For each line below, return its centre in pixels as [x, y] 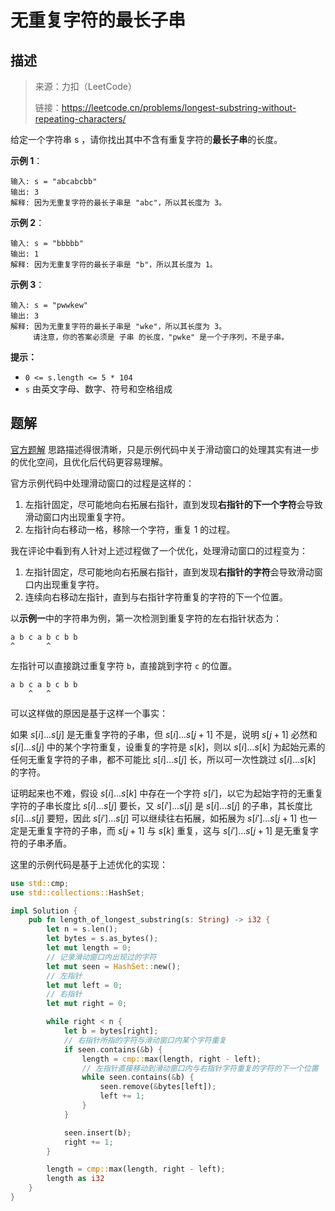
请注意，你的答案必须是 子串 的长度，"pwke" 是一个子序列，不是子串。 [161, 337]
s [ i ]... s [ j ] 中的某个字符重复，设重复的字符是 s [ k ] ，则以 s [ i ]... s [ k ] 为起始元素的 [168, 747]
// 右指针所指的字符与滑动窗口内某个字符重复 [145, 1040]
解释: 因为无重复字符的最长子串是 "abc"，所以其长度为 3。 [118, 203]
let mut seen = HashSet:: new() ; [114, 966]
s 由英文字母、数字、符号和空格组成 [98, 389]
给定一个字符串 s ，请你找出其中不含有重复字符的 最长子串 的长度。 [146, 139]
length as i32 [75, 1179]
